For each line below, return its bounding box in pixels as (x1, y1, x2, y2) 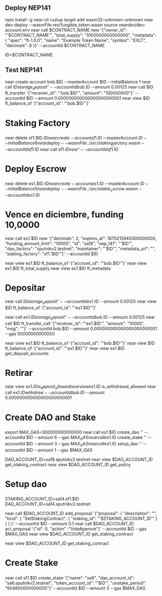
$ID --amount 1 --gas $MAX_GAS (26, 447, 93, 453)
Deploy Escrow (5, 163, 67, 174)
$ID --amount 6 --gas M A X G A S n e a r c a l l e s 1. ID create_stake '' (26, 434, 147, 441)
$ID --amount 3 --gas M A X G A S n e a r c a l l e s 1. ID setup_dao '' (26, 440, 142, 448)
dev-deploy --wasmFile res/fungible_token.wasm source (5, 22, 118, 28)
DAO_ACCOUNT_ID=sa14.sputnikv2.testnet (5, 501, 91, 507)
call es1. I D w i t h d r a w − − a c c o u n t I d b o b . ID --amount (5, 390, 105, 395)
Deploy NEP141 (5, 4, 51, 12)
